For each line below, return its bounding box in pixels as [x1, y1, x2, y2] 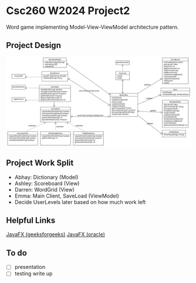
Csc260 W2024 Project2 [6, 4, 130, 18]
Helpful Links [6, 216, 56, 226]
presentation [14, 264, 46, 271]
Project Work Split [6, 158, 74, 168]
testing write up [14, 270, 53, 277]
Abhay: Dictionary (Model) [14, 173, 79, 180]
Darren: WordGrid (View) [14, 186, 75, 193]
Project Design [6, 40, 62, 50]
